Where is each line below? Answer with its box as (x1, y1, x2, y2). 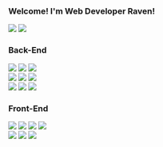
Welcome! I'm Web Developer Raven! (8, 6, 156, 17)
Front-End (8, 102, 49, 113)
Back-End (8, 45, 47, 56)
